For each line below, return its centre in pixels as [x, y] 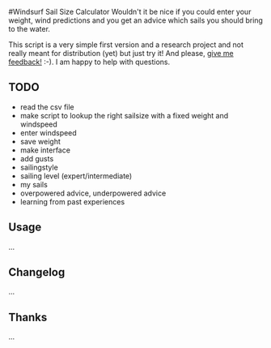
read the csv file [47, 107]
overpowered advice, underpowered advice [93, 193]
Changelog [37, 272]
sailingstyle [39, 167]
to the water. [30, 29]
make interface [45, 150]
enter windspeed [48, 132]
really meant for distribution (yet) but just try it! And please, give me [121, 53]
